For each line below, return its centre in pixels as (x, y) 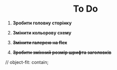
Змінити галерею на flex (40, 42)
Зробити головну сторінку (42, 23)
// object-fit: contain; (27, 62)
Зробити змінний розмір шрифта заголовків (62, 52)
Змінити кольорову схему (42, 32)
